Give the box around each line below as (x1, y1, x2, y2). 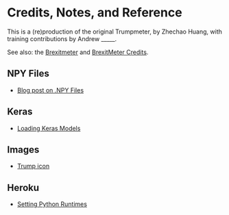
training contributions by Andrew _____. (7, 34, 117, 42)
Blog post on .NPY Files (16, 86, 84, 94)
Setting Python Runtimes (16, 200, 88, 208)
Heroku (7, 181, 40, 193)
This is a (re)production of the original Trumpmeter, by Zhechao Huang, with (7, 27, 223, 36)
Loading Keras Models (16, 124, 81, 132)
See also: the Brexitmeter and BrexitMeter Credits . (7, 48, 149, 56)
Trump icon (16, 162, 50, 170)
